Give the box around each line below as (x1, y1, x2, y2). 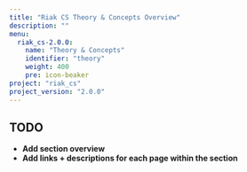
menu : (9, 29, 29, 38)
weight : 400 (25, 63, 69, 72)
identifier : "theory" (25, 54, 105, 63)
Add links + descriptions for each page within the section (21, 152, 238, 164)
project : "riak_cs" (9, 79, 82, 88)
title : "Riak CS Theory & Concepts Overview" (9, 12, 180, 22)
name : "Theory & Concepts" (25, 46, 125, 55)
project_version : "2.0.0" (9, 87, 105, 96)
